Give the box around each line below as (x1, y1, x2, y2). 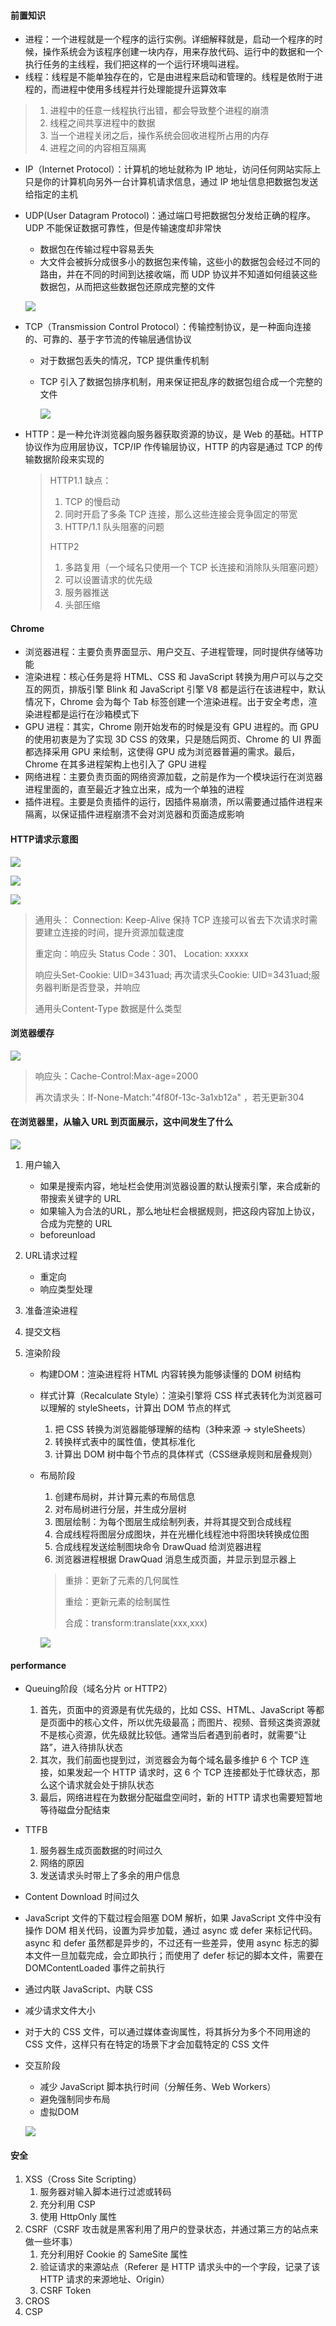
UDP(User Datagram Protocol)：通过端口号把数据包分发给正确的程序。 (24, 210, 317, 222)
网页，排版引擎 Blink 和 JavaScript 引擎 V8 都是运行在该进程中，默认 (42, 683, 326, 695)
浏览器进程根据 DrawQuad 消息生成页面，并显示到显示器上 (54, 1553, 297, 1565)
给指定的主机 (24, 188, 78, 200)
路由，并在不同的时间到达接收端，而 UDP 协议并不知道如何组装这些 (39, 268, 318, 280)
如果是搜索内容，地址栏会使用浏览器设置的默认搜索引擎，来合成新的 (39, 1180, 321, 1192)
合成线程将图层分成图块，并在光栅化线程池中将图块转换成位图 (54, 1528, 310, 1540)
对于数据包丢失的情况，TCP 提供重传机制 (39, 355, 210, 367)
